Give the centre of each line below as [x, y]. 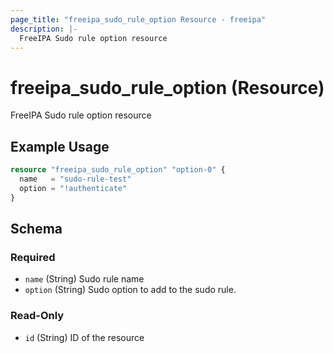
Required [33, 257]
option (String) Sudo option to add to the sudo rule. [130, 290]
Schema [36, 229]
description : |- [44, 29]
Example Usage [60, 146]
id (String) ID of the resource [84, 337]
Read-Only [37, 316]
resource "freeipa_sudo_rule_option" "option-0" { [118, 170]
